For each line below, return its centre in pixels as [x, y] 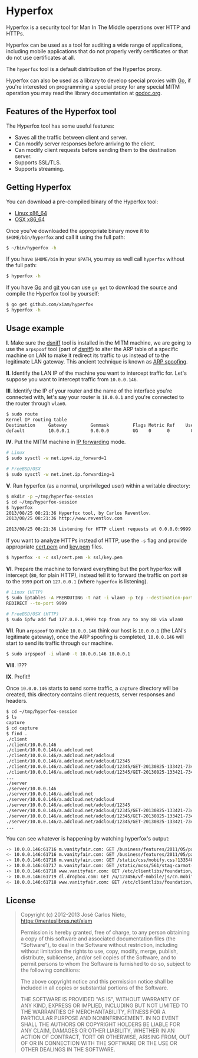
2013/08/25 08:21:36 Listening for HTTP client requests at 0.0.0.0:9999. [100, 529]
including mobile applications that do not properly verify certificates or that [97, 51]
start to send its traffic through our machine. [60, 643]
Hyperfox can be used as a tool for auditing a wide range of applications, [95, 45]
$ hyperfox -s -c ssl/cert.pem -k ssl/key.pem [64, 558]
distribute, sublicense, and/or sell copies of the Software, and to [98, 958]
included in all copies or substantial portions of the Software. [94, 988]
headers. [17, 701]
